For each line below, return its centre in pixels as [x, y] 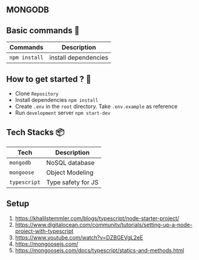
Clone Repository [37, 94]
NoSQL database [70, 162]
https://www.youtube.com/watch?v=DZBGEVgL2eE [79, 237]
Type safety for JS [72, 182]
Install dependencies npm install [57, 100]
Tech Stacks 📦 [35, 132]
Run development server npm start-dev [63, 113]
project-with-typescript [44, 231]
